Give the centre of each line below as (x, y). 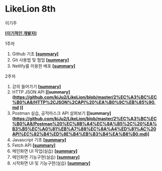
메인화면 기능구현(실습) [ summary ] (46, 157)
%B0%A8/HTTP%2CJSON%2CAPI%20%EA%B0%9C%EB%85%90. (84, 102)
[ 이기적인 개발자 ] (21, 33)
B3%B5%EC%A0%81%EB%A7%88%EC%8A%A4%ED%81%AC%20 (84, 129)
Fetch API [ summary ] (34, 145)
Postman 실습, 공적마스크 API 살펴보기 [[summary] (62, 113)
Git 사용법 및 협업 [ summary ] (40, 60)
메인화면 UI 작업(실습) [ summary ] (45, 151)
